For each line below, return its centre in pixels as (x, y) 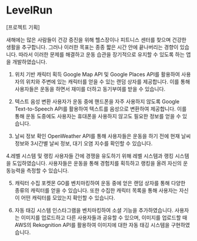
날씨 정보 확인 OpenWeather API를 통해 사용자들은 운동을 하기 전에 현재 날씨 (103, 136)
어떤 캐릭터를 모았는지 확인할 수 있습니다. (68, 198)
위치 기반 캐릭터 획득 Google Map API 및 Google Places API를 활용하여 (97, 74)
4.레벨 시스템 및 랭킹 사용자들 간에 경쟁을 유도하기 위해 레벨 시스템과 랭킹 (90, 156)
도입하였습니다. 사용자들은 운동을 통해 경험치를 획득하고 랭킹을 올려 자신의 (97, 163)
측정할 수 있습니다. (48, 170)
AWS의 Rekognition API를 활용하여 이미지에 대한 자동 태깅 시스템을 (92, 225)
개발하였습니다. (30, 62)
